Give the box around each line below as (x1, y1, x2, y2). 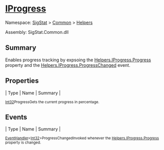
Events (5, 113, 27, 121)
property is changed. (5, 140, 41, 145)
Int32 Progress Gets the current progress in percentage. (5, 99, 99, 105)
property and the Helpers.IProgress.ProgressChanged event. (5, 62, 130, 68)
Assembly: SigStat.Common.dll (5, 29, 69, 35)
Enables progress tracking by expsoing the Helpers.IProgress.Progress (5, 57, 151, 63)
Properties (5, 77, 39, 85)
